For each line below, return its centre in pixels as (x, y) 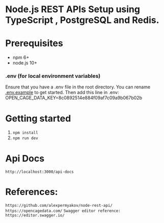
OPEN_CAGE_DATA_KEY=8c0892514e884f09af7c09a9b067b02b (74, 98)
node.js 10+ (25, 63)
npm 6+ (21, 57)
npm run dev (25, 138)
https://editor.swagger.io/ (35, 215)
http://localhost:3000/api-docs (39, 172)
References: (32, 192)
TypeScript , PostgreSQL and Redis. (82, 20)
